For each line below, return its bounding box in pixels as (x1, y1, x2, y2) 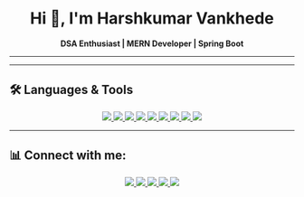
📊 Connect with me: (9, 148, 127, 164)
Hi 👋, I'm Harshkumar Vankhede (30, 8, 274, 29)
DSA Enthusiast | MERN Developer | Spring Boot (60, 38, 244, 49)
